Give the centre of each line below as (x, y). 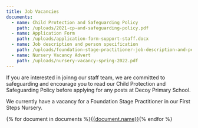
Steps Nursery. (24, 107)
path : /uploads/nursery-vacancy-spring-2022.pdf (77, 60)
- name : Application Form (43, 33)
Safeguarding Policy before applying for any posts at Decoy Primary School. (98, 90)
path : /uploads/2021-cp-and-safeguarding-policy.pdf (83, 28)
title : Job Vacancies (33, 11)
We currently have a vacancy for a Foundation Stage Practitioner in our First (98, 101)
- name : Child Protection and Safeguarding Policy (75, 22)
